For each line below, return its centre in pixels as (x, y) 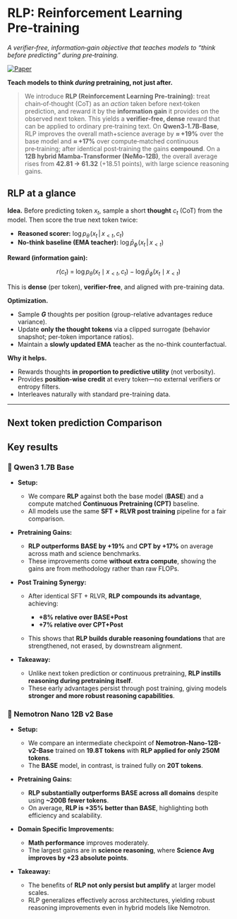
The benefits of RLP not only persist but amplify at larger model (122, 885)
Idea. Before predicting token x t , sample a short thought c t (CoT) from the (115, 211)
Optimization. (28, 300)
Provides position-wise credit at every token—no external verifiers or (119, 379)
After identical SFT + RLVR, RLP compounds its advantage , (115, 596)
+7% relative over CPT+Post (81, 625)
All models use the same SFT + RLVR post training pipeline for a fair (127, 511)
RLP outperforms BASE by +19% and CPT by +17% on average (121, 546)
